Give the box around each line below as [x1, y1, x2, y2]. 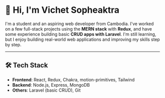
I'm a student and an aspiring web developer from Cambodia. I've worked [5, 21, 154, 27]
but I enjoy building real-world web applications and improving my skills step [5, 36, 160, 42]
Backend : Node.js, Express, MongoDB [12, 82, 90, 88]
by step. [5, 41, 22, 47]
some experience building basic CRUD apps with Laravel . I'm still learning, [5, 31, 156, 37]
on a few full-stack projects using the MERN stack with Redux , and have [5, 26, 152, 32]
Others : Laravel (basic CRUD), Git [12, 87, 81, 93]
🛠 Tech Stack [5, 61, 48, 69]
